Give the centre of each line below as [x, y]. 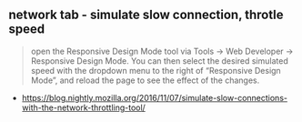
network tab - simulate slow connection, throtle [146, 15]
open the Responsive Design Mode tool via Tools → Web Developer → [162, 51]
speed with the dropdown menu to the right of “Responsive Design [156, 70]
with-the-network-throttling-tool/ [84, 107]
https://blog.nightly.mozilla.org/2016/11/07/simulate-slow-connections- [155, 97]
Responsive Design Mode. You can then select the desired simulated [159, 61]
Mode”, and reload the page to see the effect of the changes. [145, 80]
